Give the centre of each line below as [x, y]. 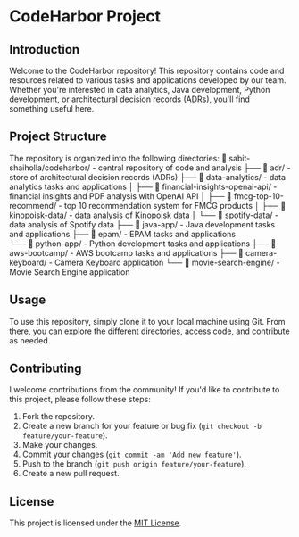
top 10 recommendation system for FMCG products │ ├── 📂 [175, 205]
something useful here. [52, 108]
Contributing [46, 369]
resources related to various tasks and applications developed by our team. [148, 80]
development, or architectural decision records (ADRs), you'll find [129, 99]
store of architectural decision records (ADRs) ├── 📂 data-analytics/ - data [148, 177]
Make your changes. [60, 445]
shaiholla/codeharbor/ [50, 168]
